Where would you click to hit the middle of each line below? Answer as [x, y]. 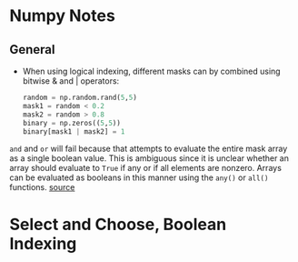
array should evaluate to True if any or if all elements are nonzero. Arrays [145, 168]
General [33, 50]
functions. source [42, 187]
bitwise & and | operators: [71, 81]
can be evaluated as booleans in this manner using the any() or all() [139, 177]
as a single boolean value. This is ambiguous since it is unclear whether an [149, 158]
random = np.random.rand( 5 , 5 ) [80, 97]
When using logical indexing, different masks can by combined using [151, 71]
